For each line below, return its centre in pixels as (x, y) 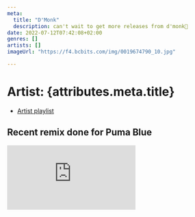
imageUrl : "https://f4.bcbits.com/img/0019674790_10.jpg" (91, 52)
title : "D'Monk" (36, 20)
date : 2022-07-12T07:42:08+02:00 (55, 33)
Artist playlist (36, 111)
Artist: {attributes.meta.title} (91, 92)
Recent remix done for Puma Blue (80, 132)
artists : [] (24, 45)
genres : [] (23, 39)
